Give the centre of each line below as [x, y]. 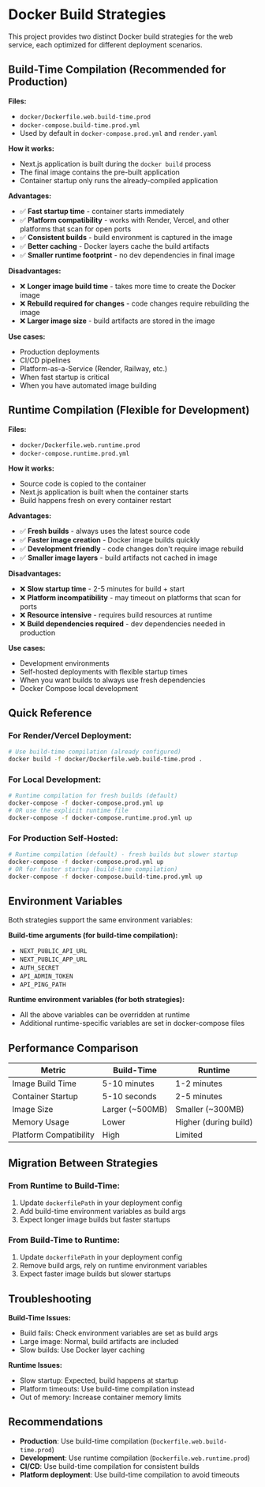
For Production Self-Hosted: [63, 838]
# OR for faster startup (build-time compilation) [93, 869]
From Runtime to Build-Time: [64, 1185]
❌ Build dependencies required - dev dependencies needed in [122, 623]
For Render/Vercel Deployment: [70, 735]
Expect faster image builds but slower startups [95, 1274]
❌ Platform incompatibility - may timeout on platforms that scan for [130, 597]
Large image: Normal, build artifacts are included [99, 1342]
